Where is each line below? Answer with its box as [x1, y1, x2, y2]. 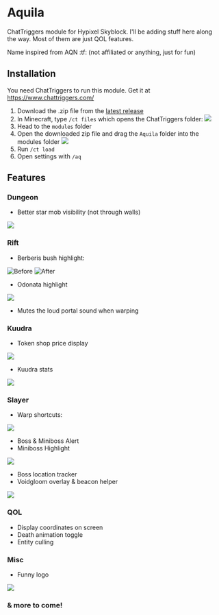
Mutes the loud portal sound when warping [16, 306, 139, 315]
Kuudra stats [16, 365, 53, 374]
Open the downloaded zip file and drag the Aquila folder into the [16, 129, 200, 138]
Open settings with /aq [16, 152, 81, 160]
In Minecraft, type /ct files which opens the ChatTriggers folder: [16, 114, 203, 123]
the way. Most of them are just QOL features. [7, 34, 134, 43]
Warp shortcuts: [16, 411, 63, 419]
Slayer [7, 395, 29, 405]
